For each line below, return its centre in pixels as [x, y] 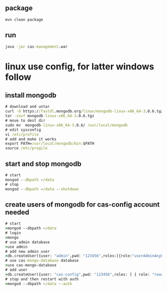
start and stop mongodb [43, 164]
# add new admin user [28, 251]
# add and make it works [31, 139]
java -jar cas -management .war [37, 47]
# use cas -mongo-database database [42, 261]
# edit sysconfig [23, 130]
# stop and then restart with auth [42, 279]
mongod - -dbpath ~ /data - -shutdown [42, 189]
